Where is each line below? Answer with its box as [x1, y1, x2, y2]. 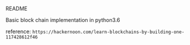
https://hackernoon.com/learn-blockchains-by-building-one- [32, 29, 185, 35]
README [5, 5, 28, 12]
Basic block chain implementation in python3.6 [5, 17, 120, 23]
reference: [5, 28, 31, 35]
